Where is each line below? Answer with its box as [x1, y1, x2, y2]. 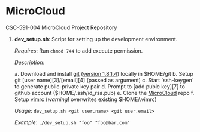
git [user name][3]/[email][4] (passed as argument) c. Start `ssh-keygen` [14, 76, 194, 84]
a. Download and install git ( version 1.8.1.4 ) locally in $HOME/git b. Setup [14, 70, 194, 77]
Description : [14, 59, 45, 66]
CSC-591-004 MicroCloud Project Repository [5, 24, 117, 31]
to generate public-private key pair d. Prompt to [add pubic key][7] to [14, 82, 185, 90]
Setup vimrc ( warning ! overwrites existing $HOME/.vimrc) [14, 96, 157, 103]
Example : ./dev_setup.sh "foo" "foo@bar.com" [14, 118, 130, 126]
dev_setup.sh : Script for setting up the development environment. [14, 35, 178, 42]
